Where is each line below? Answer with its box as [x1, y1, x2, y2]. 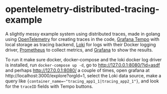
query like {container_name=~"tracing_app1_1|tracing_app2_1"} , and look [5, 78, 159, 84]
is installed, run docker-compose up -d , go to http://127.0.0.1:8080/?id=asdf [5, 62, 160, 68]
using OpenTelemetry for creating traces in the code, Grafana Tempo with [5, 36, 160, 42]
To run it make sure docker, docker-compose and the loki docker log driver [5, 56, 162, 62]
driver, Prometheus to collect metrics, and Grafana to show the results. [5, 47, 153, 53]
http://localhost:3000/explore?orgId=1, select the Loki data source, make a [5, 72, 161, 78]
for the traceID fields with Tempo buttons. [5, 83, 93, 89]
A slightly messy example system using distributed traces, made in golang [5, 31, 160, 37]
